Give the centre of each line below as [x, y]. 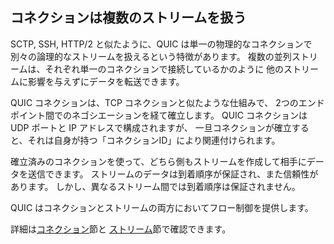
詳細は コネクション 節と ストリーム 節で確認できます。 [121, 229]
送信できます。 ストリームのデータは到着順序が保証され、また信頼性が [173, 174]
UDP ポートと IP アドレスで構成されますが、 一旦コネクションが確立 [151, 127]
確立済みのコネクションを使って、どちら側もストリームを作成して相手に [158, 161]
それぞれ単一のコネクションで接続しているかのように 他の [164, 69]
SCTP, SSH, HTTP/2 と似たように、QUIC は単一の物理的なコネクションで [161, 44]
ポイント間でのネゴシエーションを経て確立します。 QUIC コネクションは [159, 115]
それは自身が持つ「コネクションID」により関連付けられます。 [154, 140]
